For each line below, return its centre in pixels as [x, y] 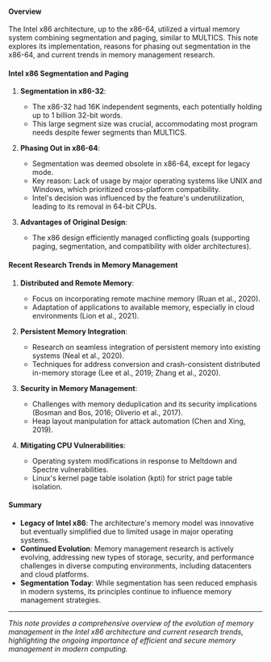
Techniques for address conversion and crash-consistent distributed [146, 364]
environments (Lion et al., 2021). [85, 315]
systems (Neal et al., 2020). [78, 356]
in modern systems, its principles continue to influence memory [126, 591]
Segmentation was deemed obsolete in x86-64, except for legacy [141, 164]
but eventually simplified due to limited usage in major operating [127, 531]
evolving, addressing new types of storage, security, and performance [137, 557]
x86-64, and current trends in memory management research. [112, 55]
